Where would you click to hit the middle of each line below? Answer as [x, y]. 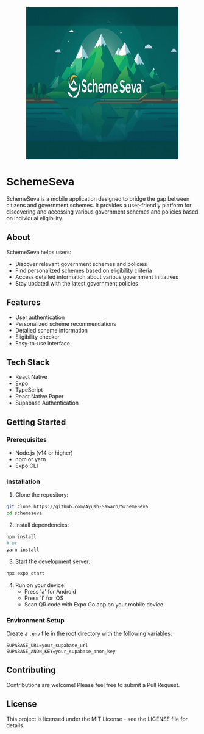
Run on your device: [40, 585]
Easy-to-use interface [43, 343]
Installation [23, 481]
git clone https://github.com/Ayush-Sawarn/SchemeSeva [77, 507]
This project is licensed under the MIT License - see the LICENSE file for [97, 719]
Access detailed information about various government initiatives [97, 277]
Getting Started [36, 422]
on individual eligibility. [35, 218]
